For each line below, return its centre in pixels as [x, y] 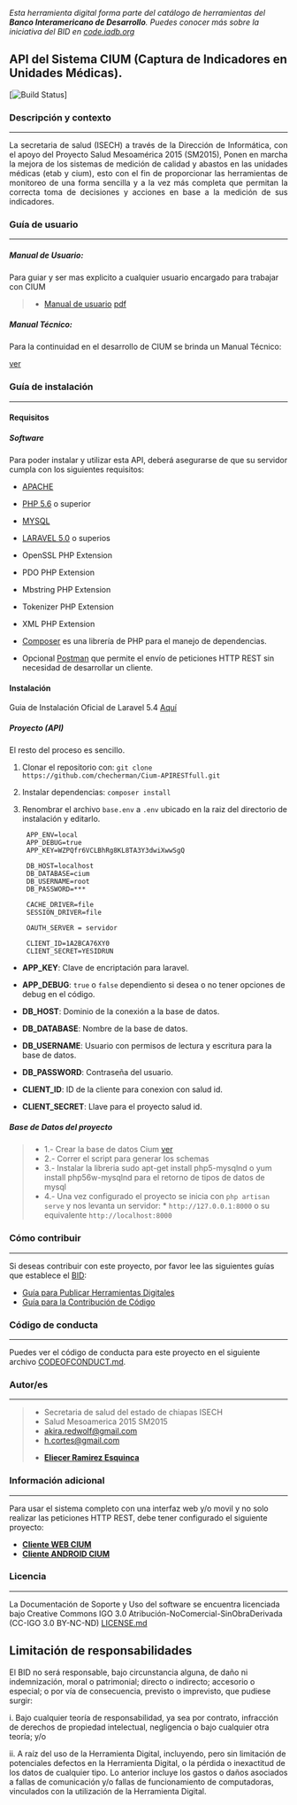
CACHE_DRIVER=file [60, 905]
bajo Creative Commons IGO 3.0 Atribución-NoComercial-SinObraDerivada [146, 1613]
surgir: [21, 1700]
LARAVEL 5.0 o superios [66, 538]
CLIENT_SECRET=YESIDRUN [70, 951]
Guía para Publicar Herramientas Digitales [98, 1292]
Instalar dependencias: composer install [96, 793]
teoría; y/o [28, 1736]
